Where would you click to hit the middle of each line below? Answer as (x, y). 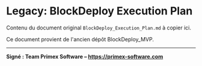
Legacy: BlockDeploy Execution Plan (99, 11)
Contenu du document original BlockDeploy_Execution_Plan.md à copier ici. (99, 28)
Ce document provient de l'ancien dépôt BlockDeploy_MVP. (80, 39)
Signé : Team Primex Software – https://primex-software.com (85, 56)
